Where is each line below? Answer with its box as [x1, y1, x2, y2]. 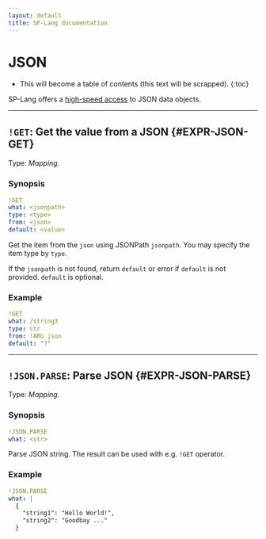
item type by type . [8, 248, 67, 258]
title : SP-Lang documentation [8, 19, 108, 27]
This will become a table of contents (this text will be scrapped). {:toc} [19, 79, 249, 89]
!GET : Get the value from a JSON [8, 124, 169, 139]
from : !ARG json [8, 332, 62, 340]
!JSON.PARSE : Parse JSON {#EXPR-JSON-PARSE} [8, 369, 252, 382]
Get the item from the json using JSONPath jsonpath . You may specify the [8, 239, 250, 250]
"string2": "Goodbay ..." [22, 517, 108, 525]
